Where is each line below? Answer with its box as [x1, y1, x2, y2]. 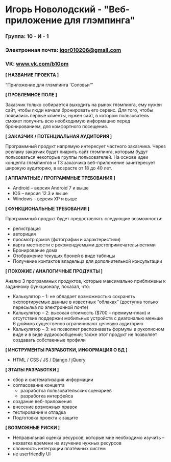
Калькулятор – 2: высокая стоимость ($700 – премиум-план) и [12, 310, 151, 316]
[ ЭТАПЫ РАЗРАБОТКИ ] [5, 367, 59, 373]
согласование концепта [12, 382, 65, 388]
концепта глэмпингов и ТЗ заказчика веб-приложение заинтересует [5, 160, 156, 166]
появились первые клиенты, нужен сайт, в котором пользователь [5, 113, 150, 119]
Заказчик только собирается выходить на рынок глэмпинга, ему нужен [5, 101, 162, 108]
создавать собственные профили [12, 337, 86, 343]
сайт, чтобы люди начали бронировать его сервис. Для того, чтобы [5, 107, 153, 113]
